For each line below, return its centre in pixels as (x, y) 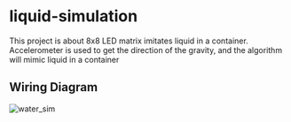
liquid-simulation (74, 16)
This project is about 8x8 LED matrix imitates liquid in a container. (129, 41)
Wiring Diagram (54, 87)
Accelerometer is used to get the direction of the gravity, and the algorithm (145, 50)
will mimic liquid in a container (64, 59)
